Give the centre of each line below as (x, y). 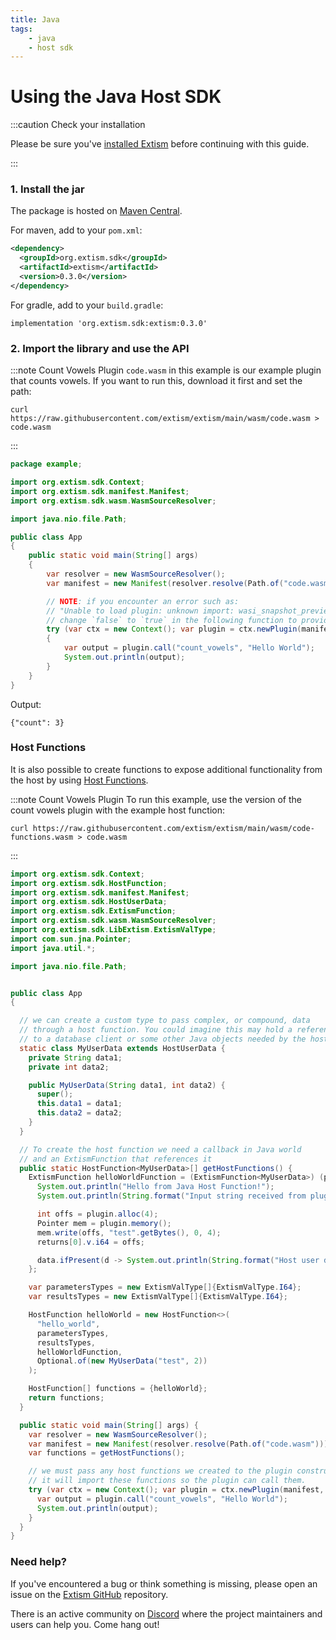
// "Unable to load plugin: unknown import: (140, 611)
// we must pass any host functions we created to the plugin (160, 1471)
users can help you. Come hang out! (85, 1624)
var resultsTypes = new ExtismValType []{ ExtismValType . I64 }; (158, 1297)
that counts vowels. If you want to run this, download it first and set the (156, 381)
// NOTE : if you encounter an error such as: (143, 601)
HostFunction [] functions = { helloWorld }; (118, 1389)
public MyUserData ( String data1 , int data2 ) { (127, 1085)
